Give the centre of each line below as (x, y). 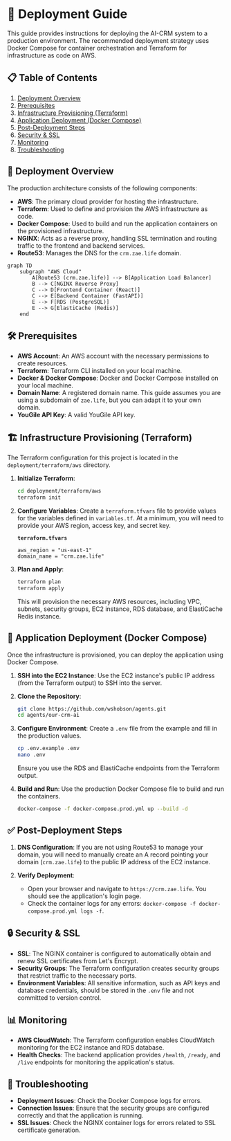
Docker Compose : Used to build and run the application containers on (117, 223)
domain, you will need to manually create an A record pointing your (113, 855)
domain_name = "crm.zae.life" (61, 556)
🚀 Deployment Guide (67, 14)
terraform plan (39, 582)
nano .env (31, 755)
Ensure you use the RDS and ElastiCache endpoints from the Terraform (118, 768)
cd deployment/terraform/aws (59, 491)
